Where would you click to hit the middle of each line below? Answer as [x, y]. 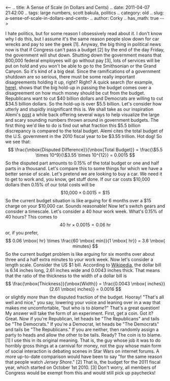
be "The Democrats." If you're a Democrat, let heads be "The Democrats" [82, 324]
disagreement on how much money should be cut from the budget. [75, 93]
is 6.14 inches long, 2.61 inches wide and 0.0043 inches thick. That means [83, 270]
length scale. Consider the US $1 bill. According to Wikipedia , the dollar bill [83, 265]
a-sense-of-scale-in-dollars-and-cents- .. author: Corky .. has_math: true [82, 18]
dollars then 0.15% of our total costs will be [50, 185]
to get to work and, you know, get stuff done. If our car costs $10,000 [78, 179]
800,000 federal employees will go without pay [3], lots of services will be [83, 60]
